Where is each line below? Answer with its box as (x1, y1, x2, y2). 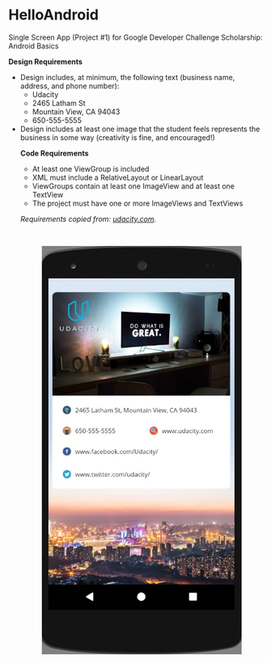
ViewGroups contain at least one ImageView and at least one (32, 181, 235, 191)
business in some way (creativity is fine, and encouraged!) (19, 132, 216, 142)
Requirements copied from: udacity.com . (19, 214, 156, 223)
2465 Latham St (32, 98, 87, 108)
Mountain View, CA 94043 (32, 107, 121, 117)
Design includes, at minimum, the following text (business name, (19, 72, 235, 82)
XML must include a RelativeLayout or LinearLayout (32, 172, 204, 182)
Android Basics (8, 40, 59, 50)
